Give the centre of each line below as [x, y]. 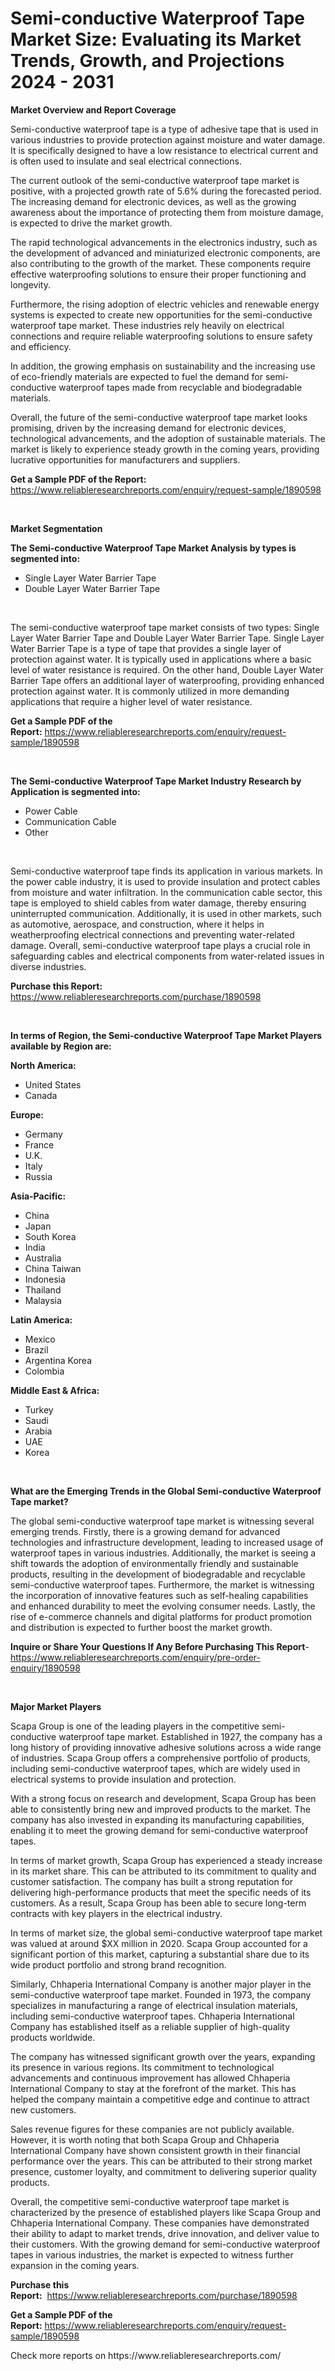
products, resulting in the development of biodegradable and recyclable [158, 1574]
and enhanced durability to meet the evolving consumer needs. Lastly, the [163, 1606]
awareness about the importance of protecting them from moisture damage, [167, 212]
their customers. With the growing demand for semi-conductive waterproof [165, 2244]
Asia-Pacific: [38, 1196]
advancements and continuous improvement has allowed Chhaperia [150, 2078]
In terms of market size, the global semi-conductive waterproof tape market [166, 1933]
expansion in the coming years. [75, 2265]
